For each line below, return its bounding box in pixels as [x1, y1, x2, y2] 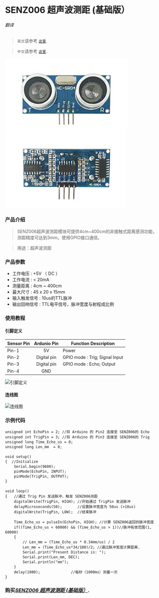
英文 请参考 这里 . [17, 38, 47, 44]
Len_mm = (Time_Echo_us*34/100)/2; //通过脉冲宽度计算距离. [23, 544, 140, 550]
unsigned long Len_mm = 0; [5, 444, 63, 449]
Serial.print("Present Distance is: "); [23, 549, 106, 555]
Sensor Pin [7, 340, 30, 346]
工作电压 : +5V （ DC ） [12, 271, 60, 276]
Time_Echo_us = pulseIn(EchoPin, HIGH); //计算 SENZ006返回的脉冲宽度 [14, 519, 154, 524]
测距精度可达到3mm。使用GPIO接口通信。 [17, 234, 102, 241]
